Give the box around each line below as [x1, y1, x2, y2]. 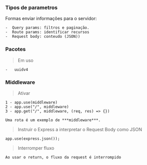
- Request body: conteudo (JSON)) [5, 34, 81, 39]
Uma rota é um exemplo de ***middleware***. [5, 118, 101, 123]
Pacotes [5, 46, 26, 53]
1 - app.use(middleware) [5, 100, 58, 105]
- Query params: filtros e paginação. [5, 25, 90, 30]
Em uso [17, 57, 34, 63]
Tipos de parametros [5, 4, 58, 11]
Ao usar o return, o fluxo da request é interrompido [5, 154, 122, 160]
